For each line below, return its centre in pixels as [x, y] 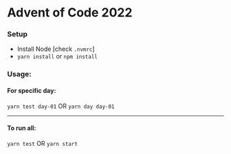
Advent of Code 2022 [70, 13]
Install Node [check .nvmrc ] [56, 49]
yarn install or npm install [57, 56]
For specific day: [32, 90]
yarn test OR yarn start [42, 143]
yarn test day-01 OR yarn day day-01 [61, 106]
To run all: [22, 128]
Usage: [20, 74]
